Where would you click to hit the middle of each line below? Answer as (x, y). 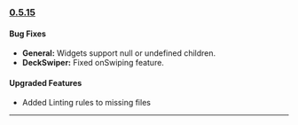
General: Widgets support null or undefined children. (119, 53)
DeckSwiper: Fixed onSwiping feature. (93, 63)
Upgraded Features (46, 82)
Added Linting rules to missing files (86, 103)
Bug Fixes (28, 34)
